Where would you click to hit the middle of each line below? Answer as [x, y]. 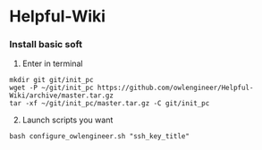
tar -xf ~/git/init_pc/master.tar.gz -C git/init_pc [110, 104]
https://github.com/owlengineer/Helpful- [175, 88]
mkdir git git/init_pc [51, 80]
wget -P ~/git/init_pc [51, 88]
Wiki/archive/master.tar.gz [62, 96]
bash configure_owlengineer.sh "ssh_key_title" [100, 137]
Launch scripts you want [68, 120]
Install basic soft [46, 45]
